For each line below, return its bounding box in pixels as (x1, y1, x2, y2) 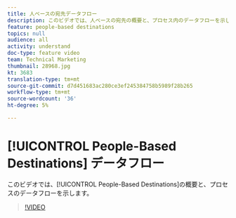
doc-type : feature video (7, 50, 80, 57)
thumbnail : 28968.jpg (7, 63, 71, 70)
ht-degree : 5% (7, 102, 49, 109)
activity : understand (7, 43, 71, 50)
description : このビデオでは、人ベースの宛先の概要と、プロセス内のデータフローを (7, 17, 221, 24)
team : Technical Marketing (7, 56, 86, 63)
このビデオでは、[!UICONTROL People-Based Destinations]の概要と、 (7, 180, 210, 188)
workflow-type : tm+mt (7, 89, 71, 96)
